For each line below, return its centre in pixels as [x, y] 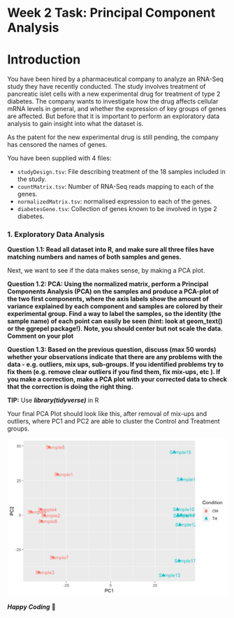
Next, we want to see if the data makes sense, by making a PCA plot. [106, 271]
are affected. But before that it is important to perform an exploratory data [114, 116]
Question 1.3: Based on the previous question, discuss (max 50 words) [112, 350]
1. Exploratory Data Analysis [56, 234]
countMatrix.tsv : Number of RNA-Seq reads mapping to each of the [116, 187]
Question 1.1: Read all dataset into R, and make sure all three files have [111, 250]
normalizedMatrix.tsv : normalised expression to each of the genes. [115, 201]
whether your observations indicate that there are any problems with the [115, 357]
